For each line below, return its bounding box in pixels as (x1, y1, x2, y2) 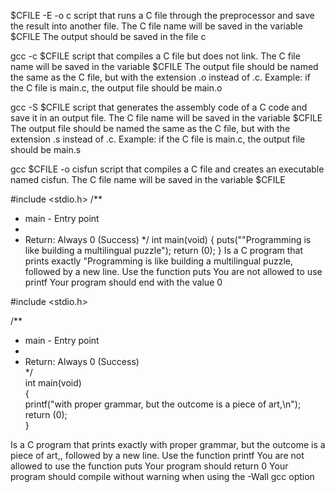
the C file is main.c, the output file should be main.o (10, 82, 223, 94)
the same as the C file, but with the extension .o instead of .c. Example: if (10, 71, 311, 83)
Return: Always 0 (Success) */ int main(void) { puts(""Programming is (24, 234, 312, 245)
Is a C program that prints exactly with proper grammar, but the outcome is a (10, 439, 326, 450)
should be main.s (10, 144, 82, 155)
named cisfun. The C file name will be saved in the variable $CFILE (10, 174, 286, 185)
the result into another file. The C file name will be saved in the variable (10, 20, 303, 32)
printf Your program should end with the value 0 (24, 276, 223, 288)
